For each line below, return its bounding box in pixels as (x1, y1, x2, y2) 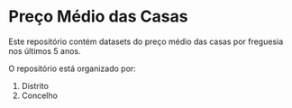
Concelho (21, 90, 58, 101)
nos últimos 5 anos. (8, 45, 82, 56)
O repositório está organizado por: (8, 63, 136, 74)
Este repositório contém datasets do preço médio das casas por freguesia (8, 36, 284, 47)
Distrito (21, 80, 49, 91)
